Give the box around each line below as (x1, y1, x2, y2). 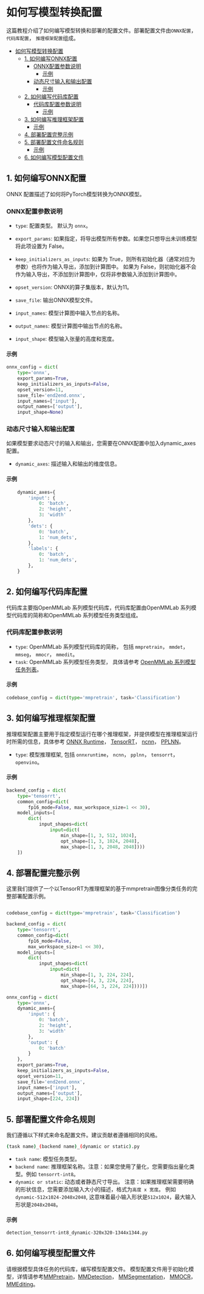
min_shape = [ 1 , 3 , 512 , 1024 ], (60, 832, 137, 838)
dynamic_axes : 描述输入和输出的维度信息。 (15, 460, 120, 468)
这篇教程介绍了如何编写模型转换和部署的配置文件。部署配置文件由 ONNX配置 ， (6, 27, 197, 34)
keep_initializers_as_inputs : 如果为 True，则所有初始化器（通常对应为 (15, 256, 195, 263)
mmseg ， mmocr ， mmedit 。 (15, 651, 78, 658)
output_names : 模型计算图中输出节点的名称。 (15, 323, 126, 330)
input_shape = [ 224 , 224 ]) (17, 1096, 80, 1102)
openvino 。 (15, 758, 43, 765)
